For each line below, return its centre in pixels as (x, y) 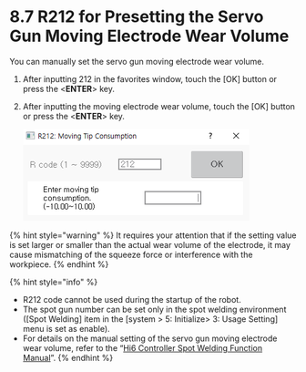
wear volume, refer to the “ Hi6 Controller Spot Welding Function (142, 347)
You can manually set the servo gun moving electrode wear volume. (137, 61)
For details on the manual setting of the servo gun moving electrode (150, 338)
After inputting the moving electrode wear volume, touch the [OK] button (159, 106)
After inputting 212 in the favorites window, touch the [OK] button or (150, 78)
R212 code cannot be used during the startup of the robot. (132, 299)
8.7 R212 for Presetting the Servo (137, 17)
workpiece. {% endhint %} (59, 264)
